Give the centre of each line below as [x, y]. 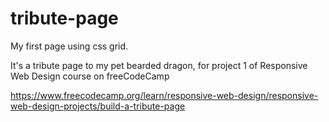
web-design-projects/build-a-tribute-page [98, 106]
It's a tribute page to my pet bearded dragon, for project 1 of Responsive [159, 65]
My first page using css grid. [69, 46]
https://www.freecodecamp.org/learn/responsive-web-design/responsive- [164, 95]
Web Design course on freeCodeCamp [90, 76]
